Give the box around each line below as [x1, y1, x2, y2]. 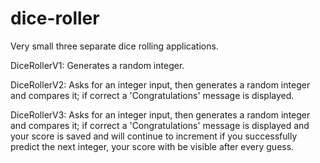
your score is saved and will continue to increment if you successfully [10, 130, 298, 142]
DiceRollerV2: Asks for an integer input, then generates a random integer [10, 78, 311, 91]
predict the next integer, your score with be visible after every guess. [10, 140, 295, 152]
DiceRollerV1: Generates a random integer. [10, 59, 185, 71]
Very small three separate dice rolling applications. [10, 40, 219, 52]
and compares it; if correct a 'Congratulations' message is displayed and [10, 119, 310, 131]
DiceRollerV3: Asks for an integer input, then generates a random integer [10, 108, 311, 121]
